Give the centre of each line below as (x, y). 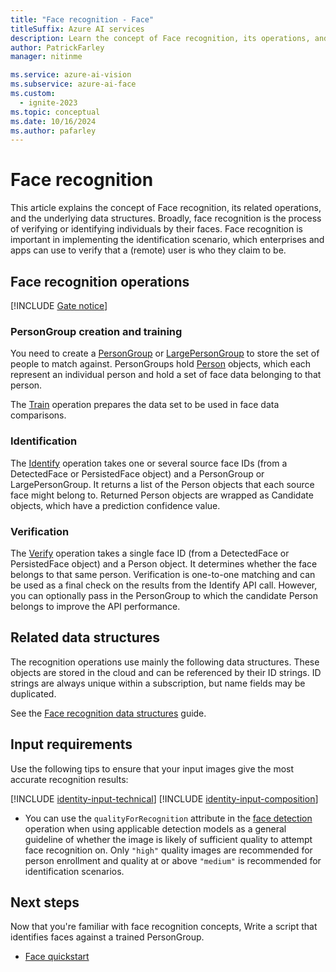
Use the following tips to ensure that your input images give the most (152, 768)
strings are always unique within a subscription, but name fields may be (158, 683)
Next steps (45, 902)
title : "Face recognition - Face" (82, 19)
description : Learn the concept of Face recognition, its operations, (160, 38)
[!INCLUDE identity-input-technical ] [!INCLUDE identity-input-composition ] (164, 798)
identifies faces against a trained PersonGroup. (107, 937)
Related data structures (85, 637)
